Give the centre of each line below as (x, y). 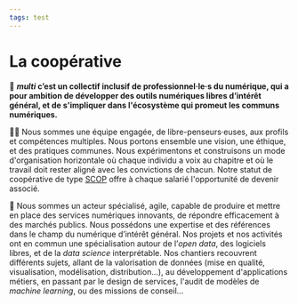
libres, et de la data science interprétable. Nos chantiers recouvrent (133, 253)
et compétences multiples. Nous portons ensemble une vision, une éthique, (148, 141)
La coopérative (65, 61)
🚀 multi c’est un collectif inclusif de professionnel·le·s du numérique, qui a (149, 86)
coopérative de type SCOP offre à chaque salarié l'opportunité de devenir (144, 179)
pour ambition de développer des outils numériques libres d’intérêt (136, 95)
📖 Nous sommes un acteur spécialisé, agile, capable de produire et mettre (145, 205)
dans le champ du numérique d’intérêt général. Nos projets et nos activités (146, 234)
